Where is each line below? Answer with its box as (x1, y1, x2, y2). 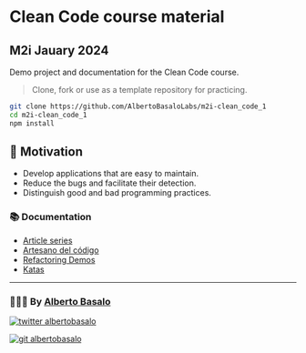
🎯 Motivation (9, 144, 84, 160)
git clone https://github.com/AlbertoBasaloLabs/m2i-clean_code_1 (9, 102, 267, 111)
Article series (22, 235, 73, 246)
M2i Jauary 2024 (9, 43, 109, 58)
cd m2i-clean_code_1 (9, 110, 88, 119)
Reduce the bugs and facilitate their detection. (22, 177, 197, 188)
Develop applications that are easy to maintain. (22, 168, 199, 179)
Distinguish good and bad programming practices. (22, 187, 212, 198)
